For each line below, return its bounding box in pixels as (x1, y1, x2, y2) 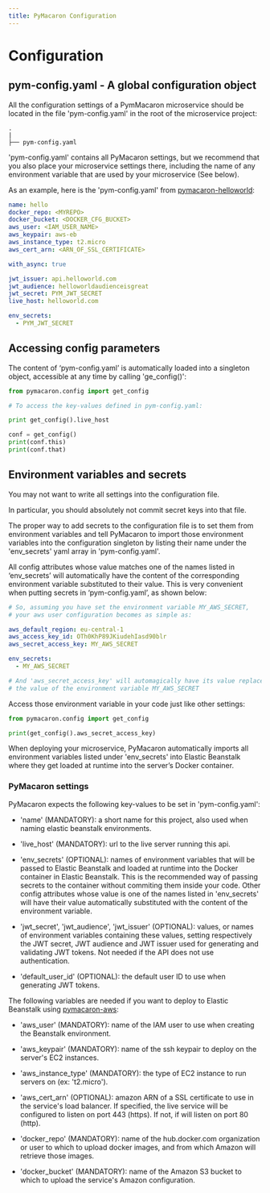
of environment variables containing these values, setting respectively (19, 930, 253, 940)
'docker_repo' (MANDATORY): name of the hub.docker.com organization (19, 1133, 260, 1143)
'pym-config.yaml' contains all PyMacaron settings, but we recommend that (8, 152, 260, 162)
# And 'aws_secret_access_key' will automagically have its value (8, 676, 235, 685)
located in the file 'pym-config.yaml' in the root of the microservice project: (8, 108, 257, 118)
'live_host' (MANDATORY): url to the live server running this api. (19, 839, 231, 849)
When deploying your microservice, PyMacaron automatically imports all (8, 743, 249, 754)
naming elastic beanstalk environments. (19, 823, 152, 833)
